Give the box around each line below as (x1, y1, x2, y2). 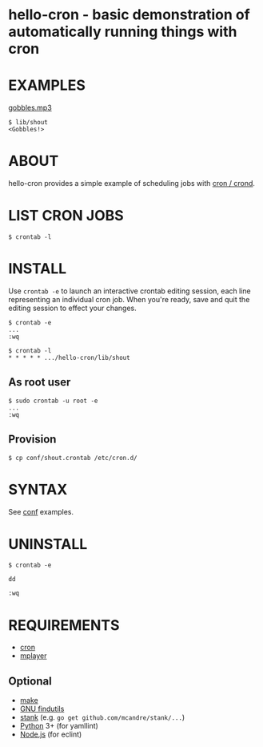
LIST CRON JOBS (8, 207, 124, 225)
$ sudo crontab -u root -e (8, 397, 98, 405)
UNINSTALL (8, 535, 88, 553)
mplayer (19, 651, 47, 660)
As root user (8, 375, 71, 390)
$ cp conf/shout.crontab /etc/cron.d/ (8, 454, 137, 462)
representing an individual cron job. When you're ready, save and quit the (8, 294, 250, 304)
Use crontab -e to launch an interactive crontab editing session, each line (8, 286, 251, 296)
